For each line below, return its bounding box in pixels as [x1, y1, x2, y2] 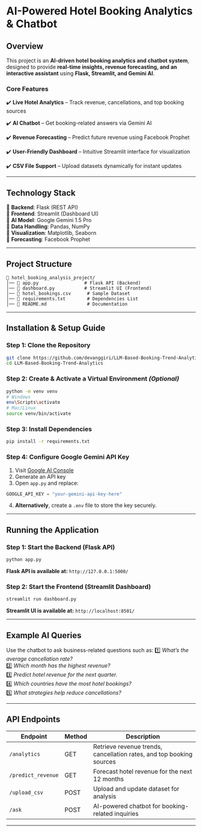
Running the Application [6, 525, 99, 535]
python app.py [6, 557, 42, 563]
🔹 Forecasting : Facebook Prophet [6, 236, 90, 243]
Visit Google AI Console [14, 467, 74, 474]
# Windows [6, 394, 31, 400]
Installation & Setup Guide [6, 323, 106, 334]
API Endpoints [6, 715, 61, 725]
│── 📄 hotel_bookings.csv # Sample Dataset [6, 290, 130, 296]
